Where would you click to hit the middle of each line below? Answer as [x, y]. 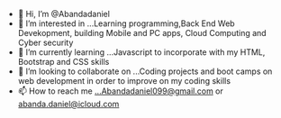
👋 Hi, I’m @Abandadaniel [64, 14]
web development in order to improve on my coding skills [124, 81]
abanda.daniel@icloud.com [68, 104]
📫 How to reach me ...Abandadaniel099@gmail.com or [120, 91]
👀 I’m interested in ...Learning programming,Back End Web [127, 23]
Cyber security [45, 42]
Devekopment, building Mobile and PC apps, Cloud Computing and [142, 33]
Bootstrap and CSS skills [63, 62]
